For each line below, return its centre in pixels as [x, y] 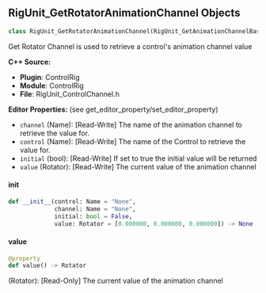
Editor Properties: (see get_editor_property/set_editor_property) [114, 109]
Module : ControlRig [52, 86]
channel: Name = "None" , [95, 209]
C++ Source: [30, 62]
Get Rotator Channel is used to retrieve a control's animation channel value [130, 46]
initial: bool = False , [93, 216]
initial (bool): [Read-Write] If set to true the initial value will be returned [138, 158]
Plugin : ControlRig [49, 77]
